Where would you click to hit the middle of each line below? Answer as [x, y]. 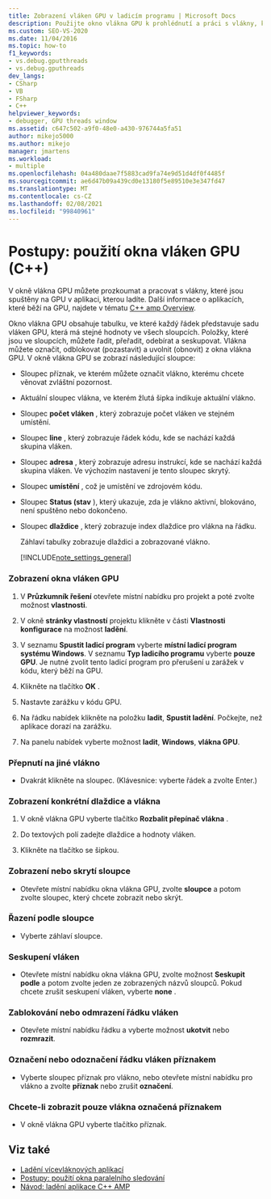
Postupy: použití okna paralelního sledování [92, 1178]
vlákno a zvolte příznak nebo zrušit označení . [96, 1086]
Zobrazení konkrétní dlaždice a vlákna [85, 801]
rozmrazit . [38, 1039]
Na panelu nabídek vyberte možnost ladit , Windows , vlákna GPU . [130, 741]
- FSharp [23, 99]
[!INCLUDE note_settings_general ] [75, 558]
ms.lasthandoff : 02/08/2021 [56, 204]
